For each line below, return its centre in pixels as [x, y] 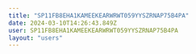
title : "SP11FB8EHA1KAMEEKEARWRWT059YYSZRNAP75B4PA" [99, 15]
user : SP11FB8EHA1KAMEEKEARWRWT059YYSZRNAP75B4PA [94, 30]
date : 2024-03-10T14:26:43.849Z [63, 23]
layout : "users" [35, 38]
